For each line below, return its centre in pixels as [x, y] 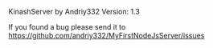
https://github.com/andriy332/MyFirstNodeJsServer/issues [106, 36]
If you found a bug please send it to [67, 27]
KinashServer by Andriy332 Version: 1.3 [74, 12]
